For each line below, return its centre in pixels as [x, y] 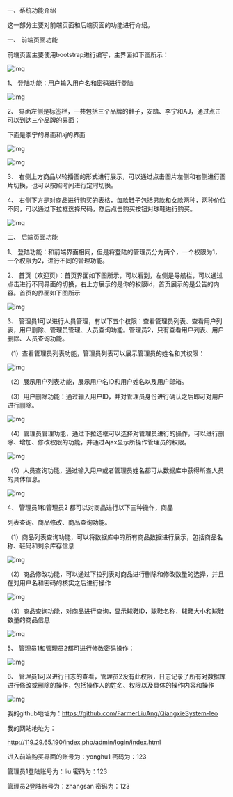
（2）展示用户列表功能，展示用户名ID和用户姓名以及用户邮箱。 [97, 381]
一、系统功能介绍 [32, 10]
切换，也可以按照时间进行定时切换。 [65, 185]
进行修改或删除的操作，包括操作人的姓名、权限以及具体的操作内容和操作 [111, 685]
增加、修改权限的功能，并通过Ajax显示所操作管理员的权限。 [105, 442]
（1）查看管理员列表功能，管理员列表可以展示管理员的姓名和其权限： [106, 353]
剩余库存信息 [56, 546]
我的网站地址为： [32, 728]
